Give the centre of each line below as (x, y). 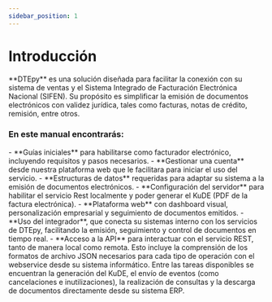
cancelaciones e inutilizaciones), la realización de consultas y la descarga (132, 282)
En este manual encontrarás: (66, 134)
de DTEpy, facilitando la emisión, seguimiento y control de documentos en (133, 230)
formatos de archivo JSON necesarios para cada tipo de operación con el (132, 256)
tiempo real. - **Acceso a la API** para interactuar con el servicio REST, (131, 239)
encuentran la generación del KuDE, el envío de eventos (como (114, 273)
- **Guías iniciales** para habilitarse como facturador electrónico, (120, 152)
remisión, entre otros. (44, 113)
